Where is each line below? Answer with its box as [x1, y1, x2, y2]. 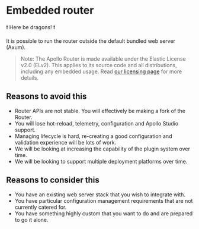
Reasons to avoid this [6, 92, 87, 102]
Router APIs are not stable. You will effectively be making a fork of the [14, 107, 185, 114]
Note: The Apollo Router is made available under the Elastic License [20, 55, 187, 62]
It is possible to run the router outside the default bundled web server [6, 37, 176, 45]
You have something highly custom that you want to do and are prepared [14, 209, 193, 217]
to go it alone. [14, 216, 49, 223]
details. [20, 74, 39, 81]
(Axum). [6, 43, 26, 51]
